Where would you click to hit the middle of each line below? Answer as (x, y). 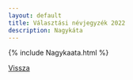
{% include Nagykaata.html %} (59, 53)
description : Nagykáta (46, 30)
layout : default (35, 15)
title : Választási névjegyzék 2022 (67, 23)
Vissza (19, 68)
